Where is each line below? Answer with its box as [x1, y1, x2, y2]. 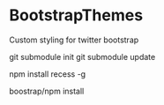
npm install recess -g [9, 68, 86, 79]
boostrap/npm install [9, 86, 85, 96]
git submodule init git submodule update [9, 51, 156, 62]
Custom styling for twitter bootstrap [9, 34, 139, 45]
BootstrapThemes [9, 5, 144, 26]
